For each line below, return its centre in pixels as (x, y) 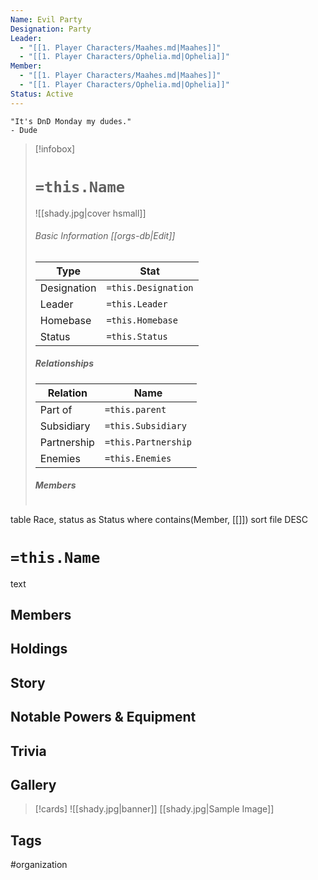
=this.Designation (150, 287)
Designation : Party (51, 29)
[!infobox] (55, 148)
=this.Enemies (138, 458)
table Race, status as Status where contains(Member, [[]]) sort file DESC (159, 519)
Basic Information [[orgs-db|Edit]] (105, 236)
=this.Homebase (142, 320)
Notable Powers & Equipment (103, 717)
